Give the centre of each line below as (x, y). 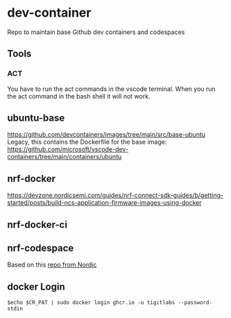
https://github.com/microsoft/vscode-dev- (68, 149)
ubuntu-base (36, 118)
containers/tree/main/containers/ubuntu (65, 157)
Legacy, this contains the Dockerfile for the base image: (87, 142)
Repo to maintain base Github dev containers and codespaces (96, 32)
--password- (195, 303)
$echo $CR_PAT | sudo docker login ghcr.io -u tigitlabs (91, 303)
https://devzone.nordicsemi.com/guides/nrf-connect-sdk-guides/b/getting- (115, 195)
